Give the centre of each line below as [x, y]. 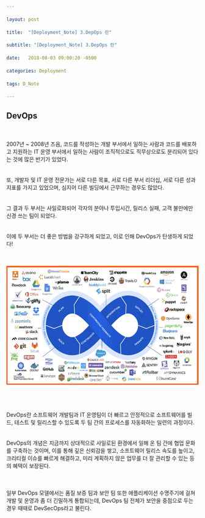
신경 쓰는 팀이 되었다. [31, 215]
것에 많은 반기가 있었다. [40, 159]
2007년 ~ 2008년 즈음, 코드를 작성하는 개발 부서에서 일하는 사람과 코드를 [94, 144]
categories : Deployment [37, 71]
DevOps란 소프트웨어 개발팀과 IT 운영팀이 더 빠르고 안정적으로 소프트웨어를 [96, 414]
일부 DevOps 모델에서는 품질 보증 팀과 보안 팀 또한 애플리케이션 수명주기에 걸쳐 [101, 493]
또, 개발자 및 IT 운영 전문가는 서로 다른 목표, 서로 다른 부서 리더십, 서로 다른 [95, 179]
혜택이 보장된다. [31, 466]
